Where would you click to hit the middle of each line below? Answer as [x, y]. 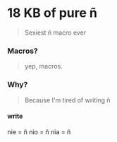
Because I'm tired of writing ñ [67, 100]
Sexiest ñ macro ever [55, 32]
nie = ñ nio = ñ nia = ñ [39, 131]
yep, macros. [44, 66]
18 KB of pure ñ [52, 13]
